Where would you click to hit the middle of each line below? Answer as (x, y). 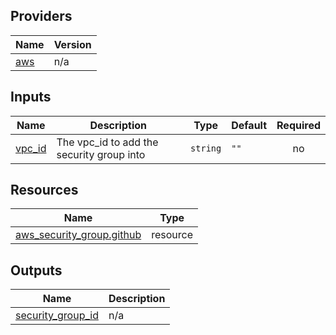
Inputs (31, 97)
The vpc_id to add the (107, 142)
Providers (41, 16)
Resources (44, 190)
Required (298, 125)
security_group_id (57, 316)
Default (249, 125)
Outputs (36, 270)
